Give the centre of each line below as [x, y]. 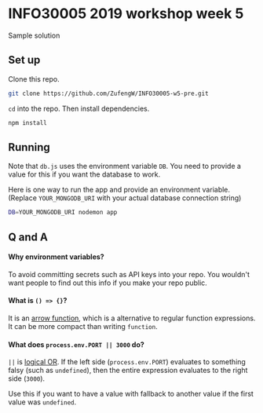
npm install [27, 122]
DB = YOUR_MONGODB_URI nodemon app [63, 213]
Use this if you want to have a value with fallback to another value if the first [131, 394]
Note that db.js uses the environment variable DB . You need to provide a [125, 166]
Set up [24, 60]
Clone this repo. [34, 79]
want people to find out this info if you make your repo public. [108, 283]
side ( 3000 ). [27, 378]
